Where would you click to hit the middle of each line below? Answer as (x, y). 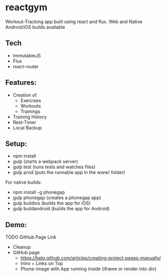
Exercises (31, 100)
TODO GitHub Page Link (31, 237)
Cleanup (22, 247)
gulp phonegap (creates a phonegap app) (57, 198)
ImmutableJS (27, 55)
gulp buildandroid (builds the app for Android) (61, 209)
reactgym (26, 7)
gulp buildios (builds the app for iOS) (52, 203)
